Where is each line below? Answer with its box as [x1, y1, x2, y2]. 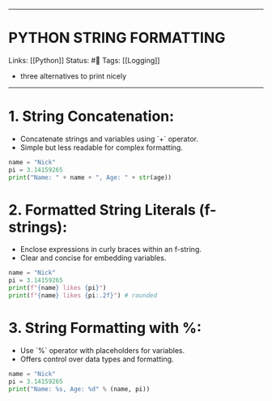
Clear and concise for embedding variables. [19, 253, 167, 263]
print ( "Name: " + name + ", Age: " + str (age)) [8, 173, 172, 181]
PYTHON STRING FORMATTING [8, 29, 226, 47]
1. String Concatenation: [8, 107, 175, 126]
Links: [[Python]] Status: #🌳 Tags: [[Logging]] [8, 55, 160, 65]
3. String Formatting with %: [8, 319, 202, 337]
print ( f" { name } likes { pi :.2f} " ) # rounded [8, 292, 158, 300]
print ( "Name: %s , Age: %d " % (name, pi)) [8, 385, 151, 393]
